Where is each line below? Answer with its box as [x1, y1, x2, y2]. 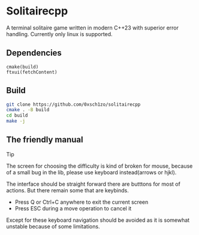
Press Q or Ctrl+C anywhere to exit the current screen [14, 198, 149, 206]
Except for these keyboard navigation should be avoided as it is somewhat [6, 216, 190, 224]
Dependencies [6, 48, 62, 58]
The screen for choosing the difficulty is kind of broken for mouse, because [6, 162, 193, 169]
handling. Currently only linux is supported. [6, 30, 113, 37]
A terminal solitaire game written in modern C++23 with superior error [6, 24, 179, 31]
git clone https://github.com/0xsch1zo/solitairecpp [6, 101, 141, 108]
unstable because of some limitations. [6, 222, 100, 230]
